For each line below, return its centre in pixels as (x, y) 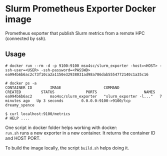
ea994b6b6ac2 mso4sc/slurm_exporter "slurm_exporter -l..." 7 (84, 96)
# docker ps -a (21, 83)
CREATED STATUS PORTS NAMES (80, 92)
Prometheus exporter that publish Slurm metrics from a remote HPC (75, 33)
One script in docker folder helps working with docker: (61, 127)
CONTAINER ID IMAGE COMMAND (62, 87)
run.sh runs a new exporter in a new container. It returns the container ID (80, 132)
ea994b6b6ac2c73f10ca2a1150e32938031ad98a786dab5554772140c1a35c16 (77, 74)
